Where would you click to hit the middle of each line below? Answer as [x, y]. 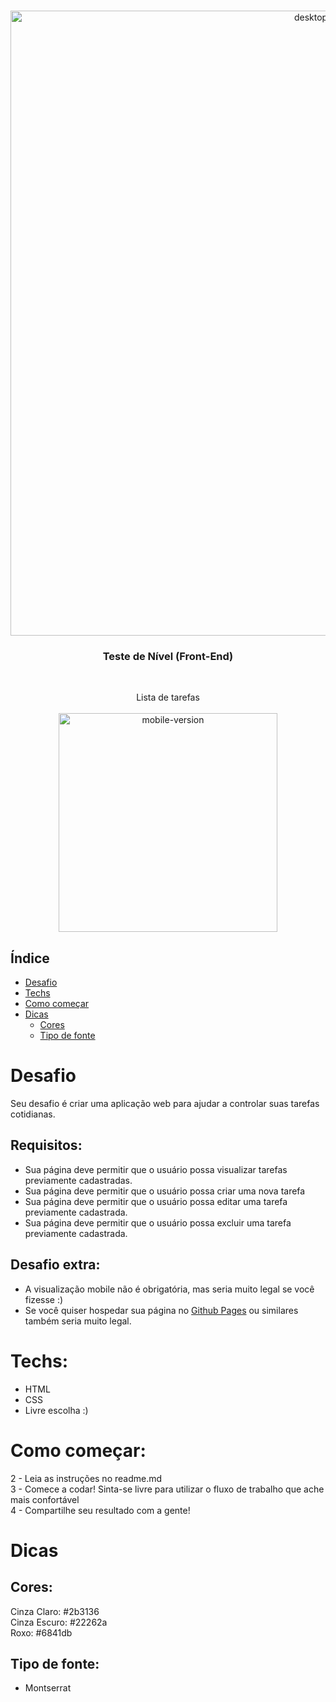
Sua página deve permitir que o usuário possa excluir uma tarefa [158, 1222]
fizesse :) [44, 1299]
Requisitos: [46, 1145]
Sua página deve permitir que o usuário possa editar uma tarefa [156, 1201]
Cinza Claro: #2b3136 [55, 1611]
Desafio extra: [55, 1265]
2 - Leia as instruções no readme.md [86, 1478]
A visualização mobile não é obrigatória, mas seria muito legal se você [169, 1289]
